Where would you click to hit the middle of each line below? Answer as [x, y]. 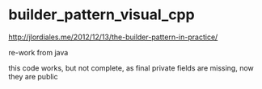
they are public [33, 76]
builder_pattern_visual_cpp [102, 15]
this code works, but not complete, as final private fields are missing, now [131, 68]
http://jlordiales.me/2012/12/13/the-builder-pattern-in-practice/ [113, 37]
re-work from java [38, 52]
